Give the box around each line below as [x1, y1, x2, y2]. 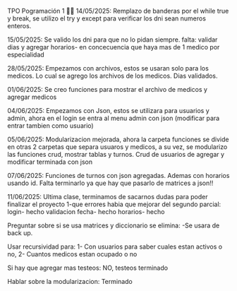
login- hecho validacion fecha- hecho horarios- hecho [7, 208, 165, 215]
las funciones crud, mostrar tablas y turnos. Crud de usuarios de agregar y [7, 150, 224, 158]
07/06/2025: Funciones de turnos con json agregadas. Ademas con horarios [7, 172, 230, 179]
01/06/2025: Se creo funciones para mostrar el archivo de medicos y [7, 85, 208, 93]
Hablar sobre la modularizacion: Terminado [7, 278, 133, 285]
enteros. [7, 22, 32, 30]
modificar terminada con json [7, 158, 93, 166]
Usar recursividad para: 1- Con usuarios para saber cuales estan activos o [7, 242, 223, 251]
